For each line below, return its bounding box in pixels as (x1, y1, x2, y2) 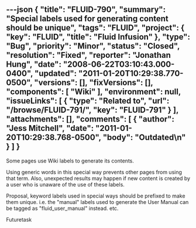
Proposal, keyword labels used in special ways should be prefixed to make (6, 192, 185, 199)
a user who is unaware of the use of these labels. (6, 181, 125, 188)
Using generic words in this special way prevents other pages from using (6, 168, 183, 175)
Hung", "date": (6, 60, 61, 70)
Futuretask (6, 216, 32, 223)
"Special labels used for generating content (6, 14, 169, 24)
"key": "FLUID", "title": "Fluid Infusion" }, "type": (6, 32, 190, 42)
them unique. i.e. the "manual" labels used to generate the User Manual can (6, 198, 189, 205)
